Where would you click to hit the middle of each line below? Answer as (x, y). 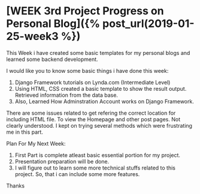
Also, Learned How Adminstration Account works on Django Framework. (104, 101)
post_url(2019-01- (149, 24)
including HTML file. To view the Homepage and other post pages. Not (93, 119)
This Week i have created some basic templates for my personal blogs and (98, 53)
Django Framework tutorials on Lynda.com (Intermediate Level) (93, 82)
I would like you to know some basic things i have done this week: (87, 70)
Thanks (16, 186)
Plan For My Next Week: (36, 143)
